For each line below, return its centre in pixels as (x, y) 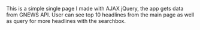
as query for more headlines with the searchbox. (66, 21)
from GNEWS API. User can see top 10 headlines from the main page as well (100, 15)
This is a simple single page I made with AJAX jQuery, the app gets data (95, 9)
